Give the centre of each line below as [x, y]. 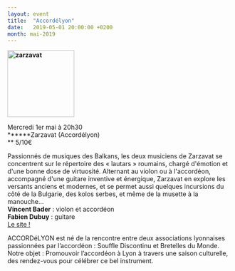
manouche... [26, 202]
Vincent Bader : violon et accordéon [61, 209]
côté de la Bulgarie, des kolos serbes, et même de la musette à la [103, 194]
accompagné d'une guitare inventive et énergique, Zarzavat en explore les [116, 179]
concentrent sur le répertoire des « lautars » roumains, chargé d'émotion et [118, 164]
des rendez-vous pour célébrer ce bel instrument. [80, 261]
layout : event [28, 14]
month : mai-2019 [31, 34]
